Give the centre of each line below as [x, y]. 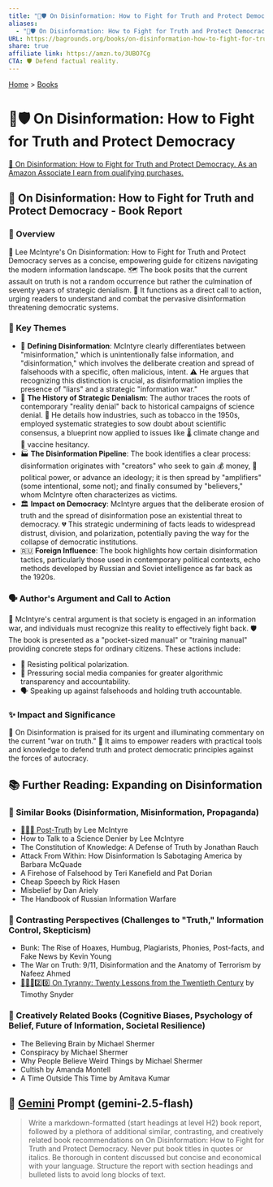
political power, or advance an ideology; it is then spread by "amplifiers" [141, 477]
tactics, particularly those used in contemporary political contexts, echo [141, 559]
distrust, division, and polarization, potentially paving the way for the [134, 533]
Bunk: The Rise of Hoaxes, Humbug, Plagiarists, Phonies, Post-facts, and [142, 948]
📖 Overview [32, 234]
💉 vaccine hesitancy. [55, 444]
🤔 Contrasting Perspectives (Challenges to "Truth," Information [136, 920]
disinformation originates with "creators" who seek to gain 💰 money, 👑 [139, 466]
